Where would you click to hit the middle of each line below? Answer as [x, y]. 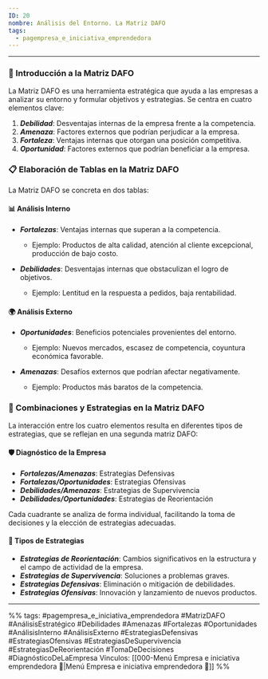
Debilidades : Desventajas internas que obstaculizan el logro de [124, 269]
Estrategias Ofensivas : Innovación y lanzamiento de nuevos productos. [138, 592]
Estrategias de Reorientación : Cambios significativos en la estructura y [138, 559]
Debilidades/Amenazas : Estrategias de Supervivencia [110, 490]
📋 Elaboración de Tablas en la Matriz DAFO [94, 170]
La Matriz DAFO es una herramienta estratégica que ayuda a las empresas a [133, 91]
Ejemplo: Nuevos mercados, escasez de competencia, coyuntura [138, 348]
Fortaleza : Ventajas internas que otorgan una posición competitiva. [130, 140]
